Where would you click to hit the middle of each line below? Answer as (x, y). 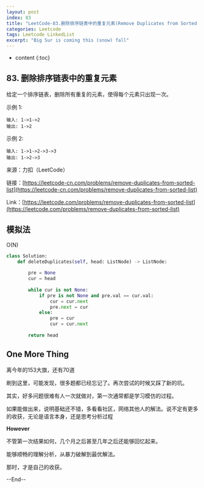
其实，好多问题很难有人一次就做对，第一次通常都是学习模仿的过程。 (92, 396)
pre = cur (62, 318)
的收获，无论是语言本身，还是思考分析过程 (60, 416)
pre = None (42, 273)
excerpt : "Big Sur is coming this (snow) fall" (68, 40)
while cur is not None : (58, 290)
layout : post (23, 12)
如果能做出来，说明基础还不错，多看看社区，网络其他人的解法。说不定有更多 (102, 409)
